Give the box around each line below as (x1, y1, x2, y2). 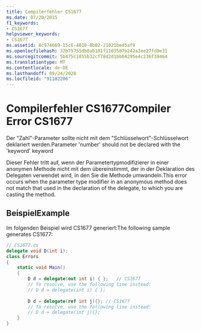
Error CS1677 (6, 115, 73, 128)
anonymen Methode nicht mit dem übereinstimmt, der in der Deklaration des (6, 165, 195, 173)
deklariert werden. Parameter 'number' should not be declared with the (6, 141, 181, 148)
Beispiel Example (6, 208, 70, 218)
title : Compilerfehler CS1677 (6, 8, 82, 15)
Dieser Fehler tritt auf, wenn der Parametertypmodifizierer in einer (6, 159, 169, 166)
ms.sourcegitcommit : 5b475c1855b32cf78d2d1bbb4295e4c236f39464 (6, 54, 168, 60)
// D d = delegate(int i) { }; (28, 287, 106, 293)
